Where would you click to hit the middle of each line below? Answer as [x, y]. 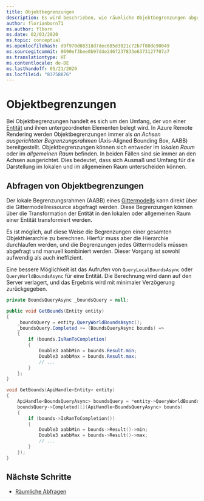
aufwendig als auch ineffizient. [45, 258]
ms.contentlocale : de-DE [38, 63]
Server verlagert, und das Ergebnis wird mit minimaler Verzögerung [90, 282]
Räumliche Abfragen [41, 492]
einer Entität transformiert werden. [49, 220]
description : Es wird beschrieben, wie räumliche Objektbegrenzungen [96, 18]
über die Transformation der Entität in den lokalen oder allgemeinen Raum [99, 213]
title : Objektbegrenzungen [40, 12]
